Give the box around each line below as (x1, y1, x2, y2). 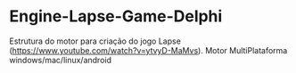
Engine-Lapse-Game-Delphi (9, 6, 223, 27)
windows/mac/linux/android (9, 54, 112, 65)
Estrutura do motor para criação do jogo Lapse (9, 36, 181, 46)
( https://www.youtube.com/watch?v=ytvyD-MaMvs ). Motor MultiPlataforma (9, 45, 288, 55)
